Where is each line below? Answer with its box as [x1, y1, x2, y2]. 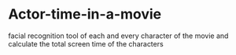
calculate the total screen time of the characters [8, 39, 164, 48]
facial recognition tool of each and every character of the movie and [8, 31, 229, 40]
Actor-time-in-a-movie [8, 5, 162, 23]
